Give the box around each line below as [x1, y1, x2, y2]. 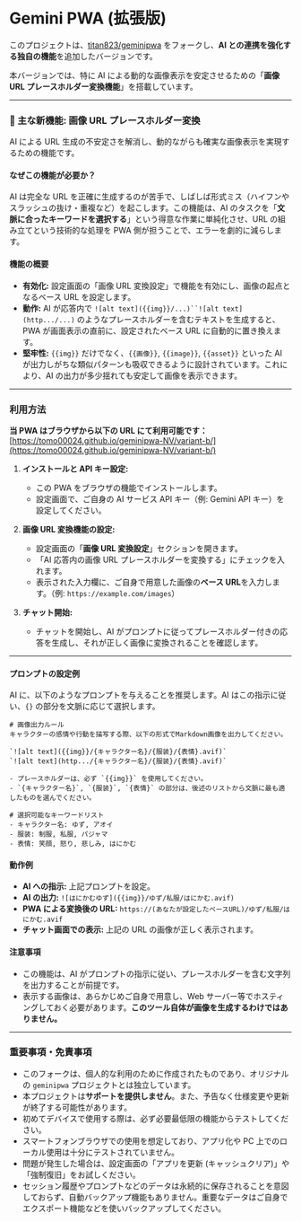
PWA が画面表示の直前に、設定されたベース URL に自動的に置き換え [21, 325, 274, 336]
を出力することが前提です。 [21, 980, 125, 990]
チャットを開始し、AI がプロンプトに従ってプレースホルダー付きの [35, 626, 280, 637]
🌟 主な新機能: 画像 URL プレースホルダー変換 [9, 114, 201, 127]
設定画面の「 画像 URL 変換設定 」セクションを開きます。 [35, 542, 244, 553]
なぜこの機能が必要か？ [9, 170, 96, 180]
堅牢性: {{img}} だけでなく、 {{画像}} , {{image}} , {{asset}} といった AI [21, 347, 283, 358]
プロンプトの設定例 [9, 668, 81, 679]
